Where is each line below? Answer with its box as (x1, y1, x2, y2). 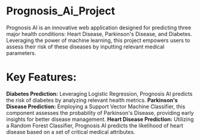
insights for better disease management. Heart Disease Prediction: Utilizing (6, 115, 194, 123)
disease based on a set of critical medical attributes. (6, 128, 136, 135)
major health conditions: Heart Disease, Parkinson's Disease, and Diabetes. (6, 30, 193, 37)
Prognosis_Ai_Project (6, 4, 116, 18)
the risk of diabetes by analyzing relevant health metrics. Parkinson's (6, 96, 178, 104)
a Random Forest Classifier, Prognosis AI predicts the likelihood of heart (6, 121, 184, 129)
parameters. (6, 49, 37, 56)
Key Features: (6, 71, 77, 84)
